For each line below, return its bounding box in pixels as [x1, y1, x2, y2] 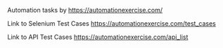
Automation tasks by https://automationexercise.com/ [7, 6, 163, 14]
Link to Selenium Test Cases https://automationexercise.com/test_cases [7, 19, 217, 27]
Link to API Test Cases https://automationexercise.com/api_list [7, 33, 189, 41]
